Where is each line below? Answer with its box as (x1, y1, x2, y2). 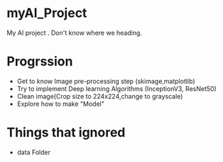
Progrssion (6, 53, 73, 70)
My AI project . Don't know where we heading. (6, 28, 143, 37)
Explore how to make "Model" (16, 99, 104, 108)
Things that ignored (6, 124, 126, 141)
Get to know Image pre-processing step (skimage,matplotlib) (16, 77, 196, 85)
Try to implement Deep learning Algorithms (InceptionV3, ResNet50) (16, 84, 217, 93)
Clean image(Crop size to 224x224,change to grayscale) (16, 92, 183, 100)
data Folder (16, 148, 51, 156)
